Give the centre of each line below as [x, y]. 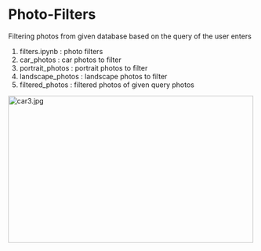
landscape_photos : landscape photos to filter [93, 76]
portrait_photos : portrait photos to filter [83, 67]
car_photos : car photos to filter [70, 60]
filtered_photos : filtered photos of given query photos [107, 85]
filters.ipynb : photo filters [61, 51]
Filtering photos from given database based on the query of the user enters [130, 36]
